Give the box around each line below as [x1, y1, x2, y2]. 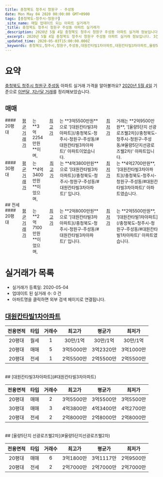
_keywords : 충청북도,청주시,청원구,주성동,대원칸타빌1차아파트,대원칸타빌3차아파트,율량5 [5, 43, 159, 48]
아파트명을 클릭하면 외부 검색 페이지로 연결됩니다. [12, 296, 106, 302]
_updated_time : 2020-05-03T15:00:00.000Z [5, 39, 90, 44]
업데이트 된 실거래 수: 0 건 [12, 291, 62, 296]
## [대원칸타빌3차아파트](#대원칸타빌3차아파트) [5, 374, 97, 380]
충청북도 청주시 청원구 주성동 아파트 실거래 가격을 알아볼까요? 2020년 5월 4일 [5, 82, 153, 88]
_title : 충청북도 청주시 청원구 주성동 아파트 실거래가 [5, 25, 100, 30]
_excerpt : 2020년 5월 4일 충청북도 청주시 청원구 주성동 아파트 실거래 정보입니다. [5, 34, 151, 39]
